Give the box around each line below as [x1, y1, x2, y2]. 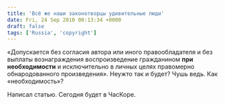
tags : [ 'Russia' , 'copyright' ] [7, 29, 97, 36]
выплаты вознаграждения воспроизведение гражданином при [7, 56, 194, 64]
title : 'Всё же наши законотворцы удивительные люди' [7, 10, 165, 17]
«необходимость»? [7, 77, 64, 86]
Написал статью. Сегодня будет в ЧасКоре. [7, 91, 136, 99]
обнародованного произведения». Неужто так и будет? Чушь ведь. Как [7, 70, 218, 78]
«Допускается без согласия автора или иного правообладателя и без [7, 48, 213, 56]
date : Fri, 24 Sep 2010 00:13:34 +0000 [7, 16, 122, 23]
